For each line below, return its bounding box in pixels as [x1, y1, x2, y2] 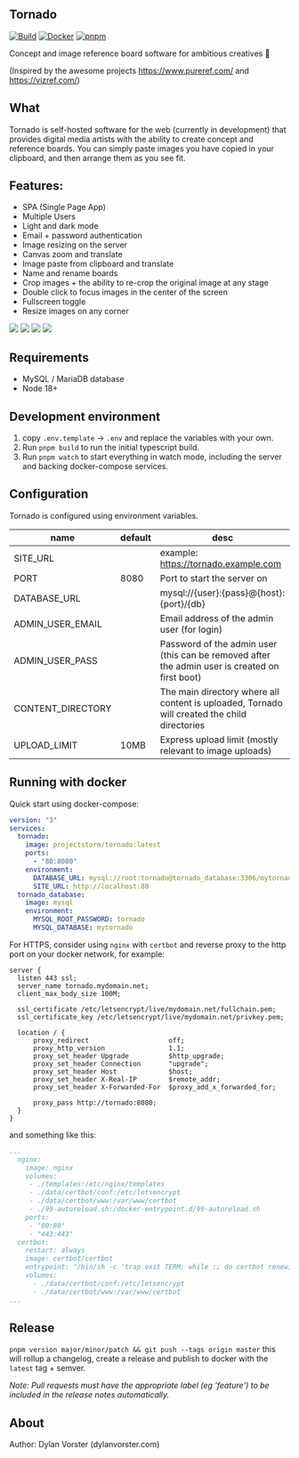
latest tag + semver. [9, 1363, 86, 1373]
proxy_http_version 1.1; [32, 1043, 185, 1053]
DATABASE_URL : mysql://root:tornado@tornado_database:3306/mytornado [32, 873, 296, 882]
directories [159, 718, 206, 731]
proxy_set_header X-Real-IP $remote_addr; [32, 1074, 221, 1084]
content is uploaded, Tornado [159, 696, 283, 709]
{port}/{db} [159, 597, 206, 610]
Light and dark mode [21, 221, 100, 231]
